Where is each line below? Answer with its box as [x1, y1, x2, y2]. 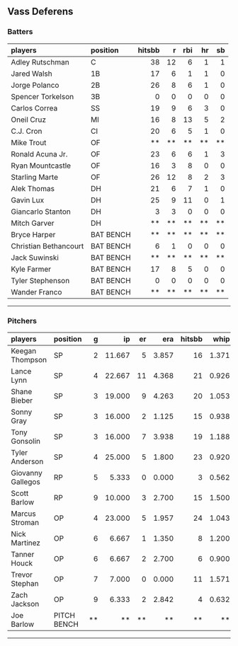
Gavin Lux [11, 195, 45, 204]
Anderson [11, 456, 44, 466]
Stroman [11, 517, 40, 527]
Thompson [11, 354, 47, 364]
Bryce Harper [11, 229, 56, 239]
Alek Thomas [11, 183, 55, 193]
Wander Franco [11, 287, 62, 296]
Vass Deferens [7, 6, 74, 18]
